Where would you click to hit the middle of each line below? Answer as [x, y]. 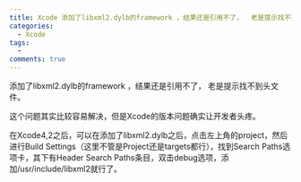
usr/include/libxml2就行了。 [71, 169]
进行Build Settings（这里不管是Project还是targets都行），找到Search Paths [146, 146]
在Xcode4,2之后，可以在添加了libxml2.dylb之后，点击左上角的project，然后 [149, 135]
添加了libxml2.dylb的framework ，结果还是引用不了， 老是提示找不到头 [140, 86]
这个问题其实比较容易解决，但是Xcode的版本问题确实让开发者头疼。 [135, 116]
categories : [31, 26]
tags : [19, 43]
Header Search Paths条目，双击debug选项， [139, 157]
